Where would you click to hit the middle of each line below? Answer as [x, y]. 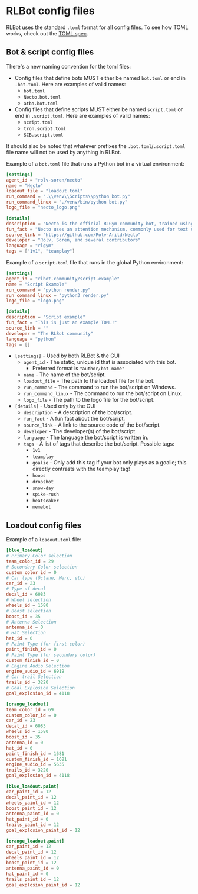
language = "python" [32, 339]
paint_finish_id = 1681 [35, 753]
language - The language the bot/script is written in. [86, 438]
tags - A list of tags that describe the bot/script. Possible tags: [99, 444]
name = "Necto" [25, 185]
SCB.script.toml [43, 135]
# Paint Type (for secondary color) [51, 655]
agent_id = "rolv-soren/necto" [44, 180]
